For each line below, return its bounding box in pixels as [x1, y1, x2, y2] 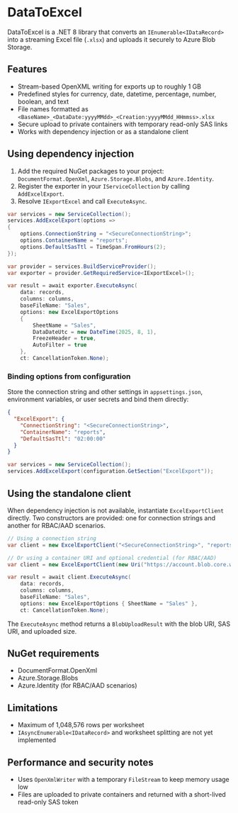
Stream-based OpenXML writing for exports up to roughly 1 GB [17, 82, 202, 91]
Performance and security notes [7, 756, 154, 768]
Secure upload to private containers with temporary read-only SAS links [17, 120, 228, 128]
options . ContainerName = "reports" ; [20, 237, 129, 245]
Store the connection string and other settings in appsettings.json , [7, 388, 203, 396]
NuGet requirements [7, 648, 100, 660]
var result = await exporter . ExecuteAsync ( [7, 282, 138, 289]
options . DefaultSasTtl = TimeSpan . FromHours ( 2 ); [20, 243, 166, 250]
